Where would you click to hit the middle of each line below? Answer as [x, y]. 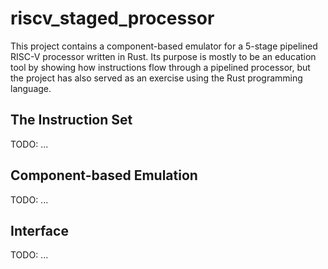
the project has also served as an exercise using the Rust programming [156, 78]
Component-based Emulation [104, 175]
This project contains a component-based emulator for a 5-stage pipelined [164, 46]
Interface [39, 230]
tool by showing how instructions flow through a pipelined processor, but [160, 67]
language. [31, 88]
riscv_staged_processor [112, 18]
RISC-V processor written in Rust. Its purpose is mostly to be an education [163, 56]
